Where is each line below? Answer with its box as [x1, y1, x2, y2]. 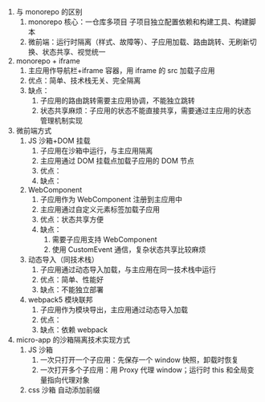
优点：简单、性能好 [39, 275, 104, 284]
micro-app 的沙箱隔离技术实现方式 [15, 335, 131, 344]
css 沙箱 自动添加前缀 [27, 385, 100, 395]
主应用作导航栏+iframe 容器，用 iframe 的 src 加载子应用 [27, 66, 215, 75]
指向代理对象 [47, 376, 90, 384]
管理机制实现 [39, 116, 83, 125]
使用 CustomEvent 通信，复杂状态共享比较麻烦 [51, 245, 206, 254]
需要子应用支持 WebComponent [51, 235, 158, 244]
